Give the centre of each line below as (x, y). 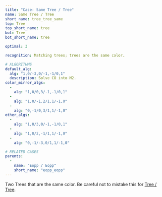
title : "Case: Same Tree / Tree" (40, 10)
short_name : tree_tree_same (34, 19)
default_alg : (19, 69)
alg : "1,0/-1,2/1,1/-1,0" (41, 101)
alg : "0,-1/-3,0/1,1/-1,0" (42, 143)
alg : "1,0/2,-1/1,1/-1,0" (41, 133)
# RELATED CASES (22, 152)
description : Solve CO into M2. (43, 78)
